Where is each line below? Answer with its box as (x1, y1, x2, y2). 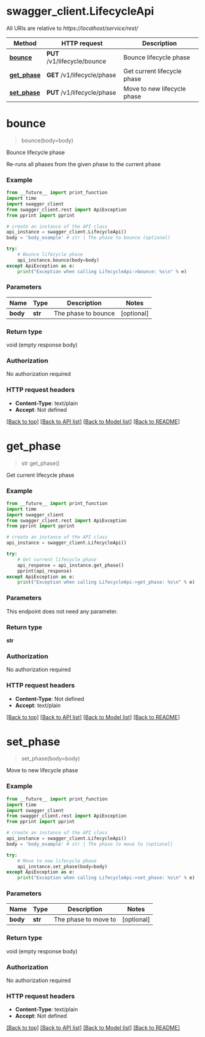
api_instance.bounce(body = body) (17, 257, 99, 263)
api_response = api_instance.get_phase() (17, 562, 124, 568)
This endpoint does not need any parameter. (6, 607, 118, 615)
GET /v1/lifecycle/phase (46, 70, 117, 79)
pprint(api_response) (17, 568, 72, 574)
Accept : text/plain (15, 702, 61, 709)
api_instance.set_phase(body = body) (17, 863, 108, 870)
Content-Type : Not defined (15, 695, 84, 702)
